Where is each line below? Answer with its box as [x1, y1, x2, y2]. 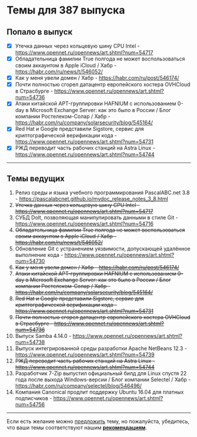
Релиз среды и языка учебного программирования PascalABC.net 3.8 [15, 189, 190, 197]
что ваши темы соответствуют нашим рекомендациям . [6, 424, 147, 431]
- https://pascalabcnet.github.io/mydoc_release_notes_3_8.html [15, 195, 168, 202]
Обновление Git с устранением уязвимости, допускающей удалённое [15, 245, 191, 252]
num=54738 [15, 338, 46, 346]
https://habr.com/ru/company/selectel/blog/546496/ [15, 382, 142, 389]
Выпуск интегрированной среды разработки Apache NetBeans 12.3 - [15, 345, 187, 352]
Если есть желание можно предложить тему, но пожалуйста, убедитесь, [6, 418, 189, 425]
